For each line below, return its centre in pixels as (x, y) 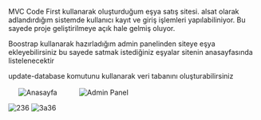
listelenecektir (31, 60)
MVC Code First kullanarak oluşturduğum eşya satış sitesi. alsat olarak (124, 12)
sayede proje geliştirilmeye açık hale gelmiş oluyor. (92, 28)
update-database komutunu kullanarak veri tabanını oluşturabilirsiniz (121, 76)
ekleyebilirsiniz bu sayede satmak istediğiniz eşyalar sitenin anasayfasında (130, 52)
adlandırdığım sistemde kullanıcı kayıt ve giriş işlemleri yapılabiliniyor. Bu (127, 20)
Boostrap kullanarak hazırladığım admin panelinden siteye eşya (112, 44)
